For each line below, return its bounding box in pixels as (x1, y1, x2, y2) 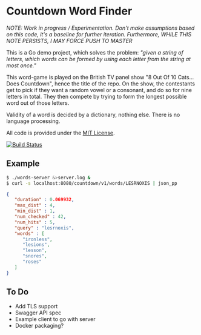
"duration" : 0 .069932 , (14, 197, 74, 203)
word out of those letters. (6, 99, 70, 107)
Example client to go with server (15, 316, 96, 323)
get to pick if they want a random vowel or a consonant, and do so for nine (6, 86, 193, 93)
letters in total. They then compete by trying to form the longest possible (6, 93, 187, 100)
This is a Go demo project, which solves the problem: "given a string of (6, 48, 183, 56)
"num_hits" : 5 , (14, 219, 56, 225)
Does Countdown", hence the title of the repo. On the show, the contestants (6, 80, 196, 87)
